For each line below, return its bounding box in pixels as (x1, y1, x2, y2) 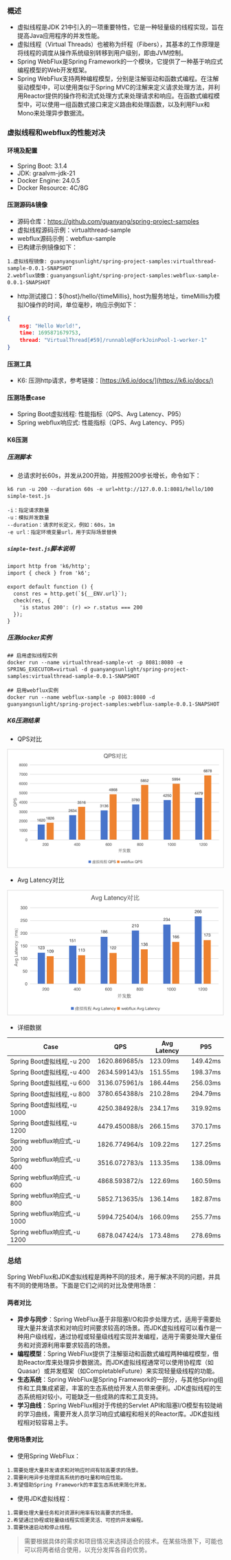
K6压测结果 (7, 716, 40, 724)
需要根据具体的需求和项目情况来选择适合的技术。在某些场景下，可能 (23, 1537, 217, 1545)
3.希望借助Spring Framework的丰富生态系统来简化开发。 (7, 1481, 150, 1488)
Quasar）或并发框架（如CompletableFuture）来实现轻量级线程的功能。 (16, 1367, 219, 1375)
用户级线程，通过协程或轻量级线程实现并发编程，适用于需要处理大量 (23, 1332, 217, 1341)
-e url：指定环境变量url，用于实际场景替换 (7, 528, 117, 536)
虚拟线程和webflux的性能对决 (7, 128, 105, 138)
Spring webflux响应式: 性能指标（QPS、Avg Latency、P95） (16, 418, 188, 427)
